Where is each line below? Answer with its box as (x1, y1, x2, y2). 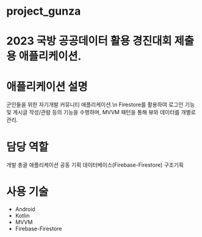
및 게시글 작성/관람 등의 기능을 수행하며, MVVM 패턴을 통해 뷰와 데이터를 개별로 (6, 109, 197, 116)
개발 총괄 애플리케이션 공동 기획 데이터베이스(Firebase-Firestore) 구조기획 (6, 161, 184, 169)
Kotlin (15, 212, 30, 219)
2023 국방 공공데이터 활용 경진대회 (6, 34, 172, 48)
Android (15, 206, 35, 213)
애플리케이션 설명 (6, 79, 88, 93)
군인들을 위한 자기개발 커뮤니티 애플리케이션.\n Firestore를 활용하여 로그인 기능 (6, 101, 195, 108)
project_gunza (6, 4, 81, 18)
